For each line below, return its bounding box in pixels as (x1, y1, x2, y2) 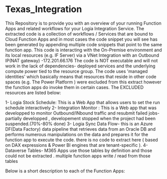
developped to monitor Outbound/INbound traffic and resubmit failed (5, 110, 148, 116)
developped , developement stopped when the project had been (23, 115, 156, 121)
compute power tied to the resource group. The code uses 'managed (5, 68, 148, 74)
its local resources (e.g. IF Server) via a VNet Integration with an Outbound (5, 52, 159, 58)
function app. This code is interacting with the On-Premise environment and (5, 47, 162, 53)
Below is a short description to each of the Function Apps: (5, 167, 125, 174)
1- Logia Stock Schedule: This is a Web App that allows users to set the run (5, 99, 160, 105)
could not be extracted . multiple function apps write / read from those (5, 152, 150, 159)
